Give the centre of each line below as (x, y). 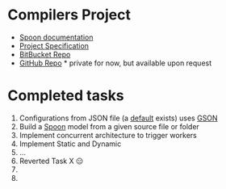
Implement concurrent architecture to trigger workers (108, 135)
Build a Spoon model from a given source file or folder (109, 126)
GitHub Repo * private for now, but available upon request (115, 63)
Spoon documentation (56, 37)
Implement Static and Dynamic (70, 144)
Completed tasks (66, 96)
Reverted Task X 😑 (51, 161)
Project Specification (54, 45)
